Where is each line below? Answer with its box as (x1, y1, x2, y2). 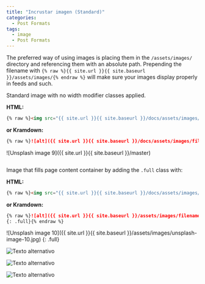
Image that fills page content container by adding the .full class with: (6, 166, 183, 174)
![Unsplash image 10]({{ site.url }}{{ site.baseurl (6, 229, 126, 236)
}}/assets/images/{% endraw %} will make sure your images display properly (6, 74, 198, 80)
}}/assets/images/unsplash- (127, 229, 197, 236)
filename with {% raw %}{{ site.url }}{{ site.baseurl (6, 67, 146, 74)
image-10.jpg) (6, 236, 41, 243)
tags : (6, 26, 20, 32)
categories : (6, 15, 37, 21)
